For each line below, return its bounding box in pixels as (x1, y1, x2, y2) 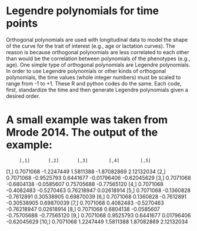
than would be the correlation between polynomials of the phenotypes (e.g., (6, 55, 191, 62)
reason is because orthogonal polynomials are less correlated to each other (6, 48, 189, 55)
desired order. (6, 93, 40, 100)
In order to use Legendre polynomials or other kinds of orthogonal (6, 67, 166, 74)
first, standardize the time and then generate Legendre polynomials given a (6, 86, 188, 93)
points (6, 16, 38, 30)
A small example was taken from (6, 113, 168, 127)
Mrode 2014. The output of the (6, 126, 158, 139)
